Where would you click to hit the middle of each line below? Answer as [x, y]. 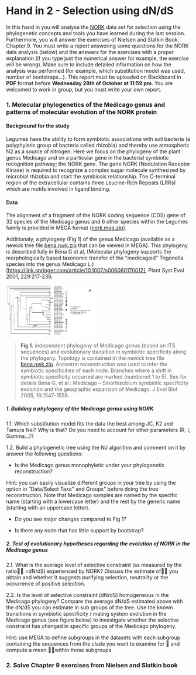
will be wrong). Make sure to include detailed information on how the [89, 64]
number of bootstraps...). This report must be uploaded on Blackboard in [94, 77]
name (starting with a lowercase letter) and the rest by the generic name [93, 501]
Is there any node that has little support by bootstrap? [79, 530]
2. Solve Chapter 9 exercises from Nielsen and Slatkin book [92, 665]
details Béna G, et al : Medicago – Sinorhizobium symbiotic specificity [104, 383]
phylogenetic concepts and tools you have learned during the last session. [96, 33]
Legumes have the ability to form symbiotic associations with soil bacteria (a [98, 139]
